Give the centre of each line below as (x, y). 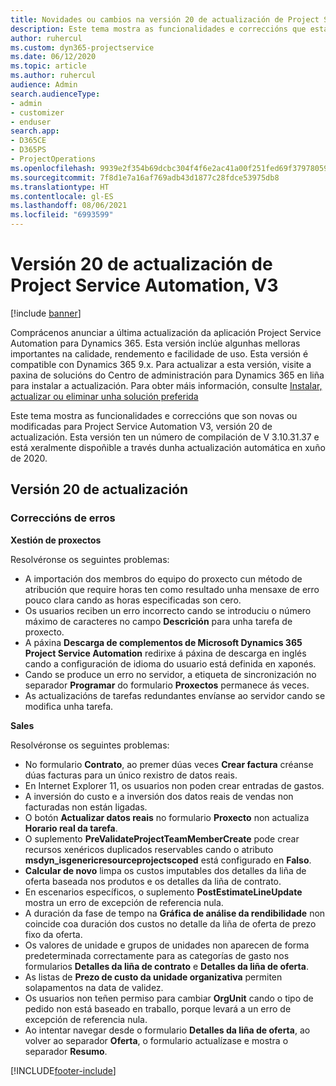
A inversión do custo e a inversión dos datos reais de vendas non (159, 796)
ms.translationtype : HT (60, 187)
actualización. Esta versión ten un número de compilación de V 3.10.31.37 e (165, 437)
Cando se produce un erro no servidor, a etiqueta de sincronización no (170, 674)
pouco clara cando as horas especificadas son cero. (133, 600)
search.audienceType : (55, 94)
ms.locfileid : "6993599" (62, 215)
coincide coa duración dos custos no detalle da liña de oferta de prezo (170, 923)
